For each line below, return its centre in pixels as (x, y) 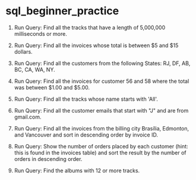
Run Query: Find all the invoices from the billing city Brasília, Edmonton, (102, 128)
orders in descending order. (48, 159)
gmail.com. (28, 117)
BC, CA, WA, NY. (34, 69)
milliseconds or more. (41, 33)
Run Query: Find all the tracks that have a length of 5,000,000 (90, 27)
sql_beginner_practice (62, 11)
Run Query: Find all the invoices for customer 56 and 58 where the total (102, 81)
